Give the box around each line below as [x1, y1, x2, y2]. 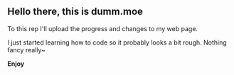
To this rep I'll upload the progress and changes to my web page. [7, 24, 198, 33]
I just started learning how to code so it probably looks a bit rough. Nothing [7, 38, 228, 47]
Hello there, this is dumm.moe [7, 6, 144, 18]
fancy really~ [7, 45, 46, 54]
